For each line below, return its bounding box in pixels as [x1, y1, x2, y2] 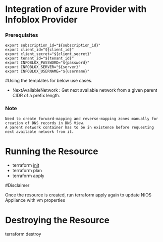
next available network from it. [5, 129, 74, 134]
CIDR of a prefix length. [12, 93, 60, 99]
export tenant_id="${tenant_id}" [5, 56, 74, 61]
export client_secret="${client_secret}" [5, 52, 92, 57]
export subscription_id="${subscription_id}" [5, 43, 101, 48]
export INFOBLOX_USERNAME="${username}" [5, 69, 90, 74]
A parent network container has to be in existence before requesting [5, 125, 154, 130]
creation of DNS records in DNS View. [5, 121, 85, 125]
